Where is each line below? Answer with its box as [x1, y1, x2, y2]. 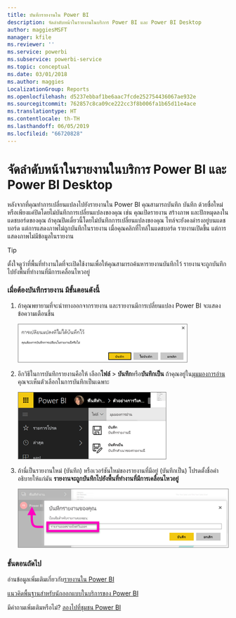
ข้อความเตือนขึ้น [17, 309, 55, 317]
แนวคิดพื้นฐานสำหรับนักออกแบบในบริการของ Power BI [7, 588, 139, 598]
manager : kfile [7, 34, 52, 41]
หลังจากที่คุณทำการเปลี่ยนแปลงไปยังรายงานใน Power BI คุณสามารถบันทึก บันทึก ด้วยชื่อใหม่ [7, 200, 223, 208]
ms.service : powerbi [7, 49, 68, 56]
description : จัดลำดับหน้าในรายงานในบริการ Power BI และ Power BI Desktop [7, 18, 202, 26]
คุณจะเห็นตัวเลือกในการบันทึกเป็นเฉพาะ [17, 377, 110, 386]
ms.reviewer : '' [7, 41, 55, 49]
